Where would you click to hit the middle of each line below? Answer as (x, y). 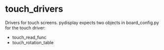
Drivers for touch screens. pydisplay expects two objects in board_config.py (82, 23)
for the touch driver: (25, 27)
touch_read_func (29, 37)
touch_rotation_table (33, 42)
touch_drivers (34, 9)
